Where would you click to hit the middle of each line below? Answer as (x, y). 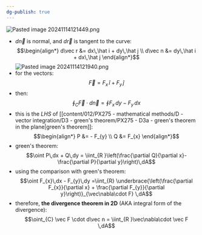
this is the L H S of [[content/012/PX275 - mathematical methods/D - (99, 114)
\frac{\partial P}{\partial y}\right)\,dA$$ (106, 162)
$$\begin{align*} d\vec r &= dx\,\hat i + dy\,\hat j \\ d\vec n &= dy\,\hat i (106, 51)
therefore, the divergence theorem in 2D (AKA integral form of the (98, 203)
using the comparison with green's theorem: (70, 172)
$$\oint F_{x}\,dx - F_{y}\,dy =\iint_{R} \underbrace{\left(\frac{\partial (106, 181)
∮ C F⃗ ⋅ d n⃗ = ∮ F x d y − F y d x (106, 104)
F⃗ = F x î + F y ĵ (106, 83)
